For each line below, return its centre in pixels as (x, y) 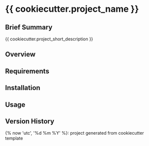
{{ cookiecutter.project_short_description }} (49, 39)
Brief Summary (29, 27)
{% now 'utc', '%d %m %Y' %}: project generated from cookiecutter (74, 133)
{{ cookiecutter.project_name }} (72, 9)
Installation (23, 88)
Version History (30, 121)
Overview (20, 54)
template (14, 138)
